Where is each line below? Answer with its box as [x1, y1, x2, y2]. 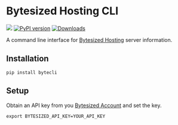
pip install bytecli [6, 69, 58, 75]
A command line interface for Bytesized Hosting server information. [6, 36, 173, 43]
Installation [6, 54, 49, 64]
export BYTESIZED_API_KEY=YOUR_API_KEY [6, 113, 106, 119]
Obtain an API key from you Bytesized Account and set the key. [6, 102, 162, 109]
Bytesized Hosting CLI [6, 4, 119, 18]
